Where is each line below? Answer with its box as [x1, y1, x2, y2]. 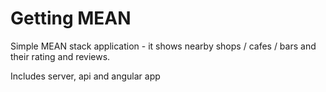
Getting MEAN [10, 7, 132, 30]
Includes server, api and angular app [10, 70, 161, 82]
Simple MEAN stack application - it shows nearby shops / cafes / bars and [10, 40, 317, 52]
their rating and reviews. [10, 50, 111, 62]
